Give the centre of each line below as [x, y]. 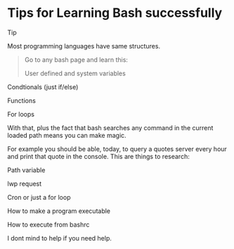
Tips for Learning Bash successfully [115, 13]
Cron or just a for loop [39, 197]
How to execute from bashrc [48, 224]
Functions [22, 101]
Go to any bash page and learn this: [76, 59]
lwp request [25, 184]
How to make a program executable [59, 211]
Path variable [26, 170]
